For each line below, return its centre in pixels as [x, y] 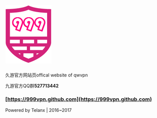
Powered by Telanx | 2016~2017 [38, 110]
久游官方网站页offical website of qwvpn [47, 75]
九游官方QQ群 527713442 [32, 86]
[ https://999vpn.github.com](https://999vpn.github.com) [78, 99]
